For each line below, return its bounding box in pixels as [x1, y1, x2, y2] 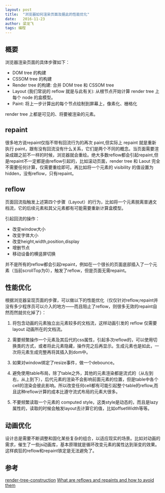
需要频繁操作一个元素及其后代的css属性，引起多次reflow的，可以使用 [12, 337, 153, 343]
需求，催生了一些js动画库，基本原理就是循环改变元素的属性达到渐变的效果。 [5, 442, 160, 448]
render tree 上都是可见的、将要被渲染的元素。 [5, 111, 99, 117]
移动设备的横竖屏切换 [12, 251, 56, 257]
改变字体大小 [12, 232, 38, 238]
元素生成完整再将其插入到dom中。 [21, 349, 91, 355]
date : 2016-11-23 [5, 16, 45, 21]
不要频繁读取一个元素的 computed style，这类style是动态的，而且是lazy [12, 399, 159, 405]
